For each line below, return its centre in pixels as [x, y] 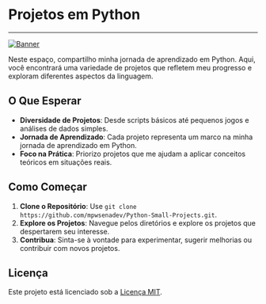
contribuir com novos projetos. [70, 248]
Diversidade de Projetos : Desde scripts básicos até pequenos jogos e [134, 120]
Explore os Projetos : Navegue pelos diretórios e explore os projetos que [137, 222]
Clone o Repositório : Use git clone [78, 206]
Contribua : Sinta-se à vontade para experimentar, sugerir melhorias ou [135, 240]
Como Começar [47, 187]
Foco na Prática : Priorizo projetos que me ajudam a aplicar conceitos [133, 154]
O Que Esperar [45, 101]
